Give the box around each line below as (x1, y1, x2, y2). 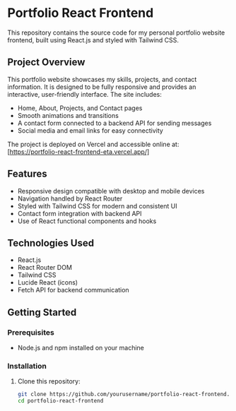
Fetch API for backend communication (17, 286, 129, 294)
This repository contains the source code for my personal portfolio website (7, 28, 225, 37)
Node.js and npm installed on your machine (17, 344, 145, 352)
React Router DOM (17, 263, 73, 272)
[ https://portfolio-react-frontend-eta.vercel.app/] (7, 147, 150, 156)
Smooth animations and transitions (17, 111, 119, 119)
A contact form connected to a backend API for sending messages (17, 119, 212, 127)
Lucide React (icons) (17, 278, 78, 287)
